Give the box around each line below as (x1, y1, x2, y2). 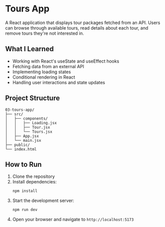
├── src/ (5, 111, 23, 117)
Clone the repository (12, 173, 55, 179)
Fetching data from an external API (12, 63, 84, 69)
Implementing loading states (12, 69, 71, 75)
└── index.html (5, 146, 37, 152)
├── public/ (5, 142, 30, 147)
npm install (12, 188, 37, 193)
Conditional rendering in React (12, 74, 75, 80)
